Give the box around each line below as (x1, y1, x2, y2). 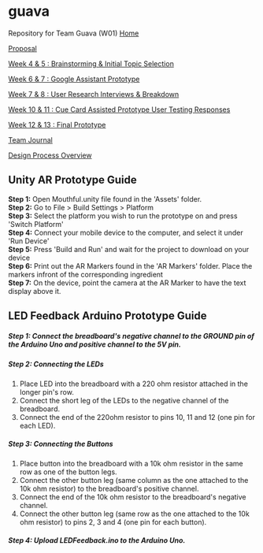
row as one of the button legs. (19, 467, 117, 477)
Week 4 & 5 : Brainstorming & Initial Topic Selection (8, 58, 175, 69)
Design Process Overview (8, 150, 92, 160)
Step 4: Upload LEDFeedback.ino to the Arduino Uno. (8, 536, 186, 545)
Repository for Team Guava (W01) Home (8, 28, 139, 38)
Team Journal (8, 135, 53, 144)
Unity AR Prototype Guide (8, 173, 138, 187)
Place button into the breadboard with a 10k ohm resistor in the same (19, 459, 243, 469)
